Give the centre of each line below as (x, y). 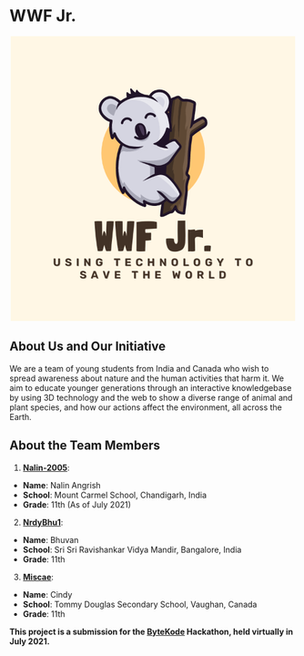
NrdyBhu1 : (43, 522)
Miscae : (38, 577)
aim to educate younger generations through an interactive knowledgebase (151, 387)
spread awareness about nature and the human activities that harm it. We (147, 378)
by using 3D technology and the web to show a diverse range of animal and (151, 397)
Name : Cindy (47, 594)
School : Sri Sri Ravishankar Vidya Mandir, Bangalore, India (132, 549)
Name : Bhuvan (51, 539)
